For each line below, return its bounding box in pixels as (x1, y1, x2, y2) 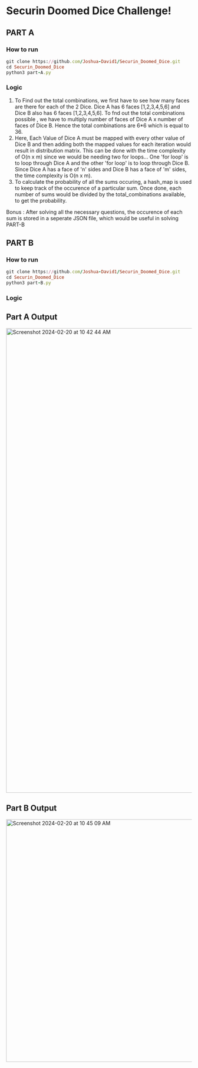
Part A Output (6, 312, 58, 322)
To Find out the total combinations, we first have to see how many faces (14, 97, 190, 104)
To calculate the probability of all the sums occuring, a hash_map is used (14, 178, 192, 185)
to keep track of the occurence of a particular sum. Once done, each (14, 184, 181, 191)
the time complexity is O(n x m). (14, 172, 93, 179)
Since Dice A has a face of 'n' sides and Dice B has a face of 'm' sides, (14, 166, 187, 173)
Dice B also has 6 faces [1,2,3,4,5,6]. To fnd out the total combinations (14, 109, 185, 116)
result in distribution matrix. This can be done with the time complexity (14, 147, 186, 154)
